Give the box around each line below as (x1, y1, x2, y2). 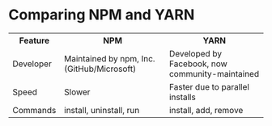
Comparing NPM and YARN (8, 6, 195, 24)
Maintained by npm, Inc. (64, 52, 155, 64)
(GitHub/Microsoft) (64, 63, 136, 74)
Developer (12, 58, 53, 69)
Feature (19, 35, 50, 46)
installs (168, 91, 196, 103)
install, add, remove (168, 104, 244, 115)
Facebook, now (168, 58, 228, 69)
